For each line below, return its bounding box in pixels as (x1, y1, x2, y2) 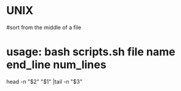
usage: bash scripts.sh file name (6, 45, 176, 59)
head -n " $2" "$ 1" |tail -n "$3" (6, 78, 83, 85)
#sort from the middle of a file (6, 24, 82, 31)
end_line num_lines (6, 58, 107, 72)
